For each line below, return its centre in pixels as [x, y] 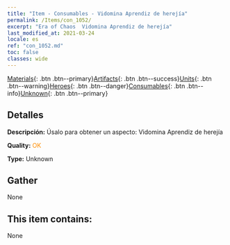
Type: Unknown [30, 159]
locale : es [23, 40]
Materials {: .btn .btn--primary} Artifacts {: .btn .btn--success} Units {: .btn [109, 78]
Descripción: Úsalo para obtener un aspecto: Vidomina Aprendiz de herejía [115, 132]
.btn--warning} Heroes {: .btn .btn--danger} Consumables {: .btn [96, 86]
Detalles [25, 115]
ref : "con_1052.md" [35, 46]
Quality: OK [24, 145]
